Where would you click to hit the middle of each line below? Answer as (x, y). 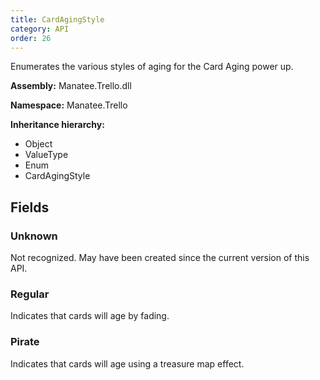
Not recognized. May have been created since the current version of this (160, 258)
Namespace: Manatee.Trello (69, 105)
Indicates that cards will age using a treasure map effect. (127, 363)
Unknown (34, 236)
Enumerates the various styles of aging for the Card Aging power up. (152, 67)
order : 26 (31, 38)
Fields (30, 207)
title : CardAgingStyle (57, 19)
